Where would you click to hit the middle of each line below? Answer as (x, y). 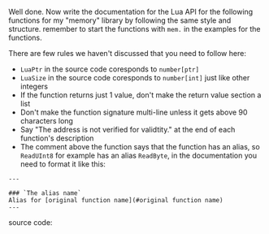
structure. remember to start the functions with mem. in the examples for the (134, 29)
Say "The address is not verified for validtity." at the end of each (128, 130)
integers (34, 86)
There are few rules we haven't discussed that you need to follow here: (127, 53)
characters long (46, 121)
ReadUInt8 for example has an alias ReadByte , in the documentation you (139, 155)
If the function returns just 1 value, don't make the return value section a (141, 95)
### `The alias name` (45, 193)
